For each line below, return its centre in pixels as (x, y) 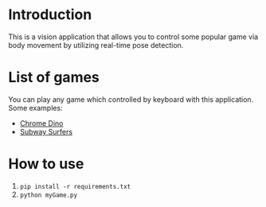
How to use (46, 164)
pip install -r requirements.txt (75, 186)
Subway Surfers (46, 131)
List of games (54, 78)
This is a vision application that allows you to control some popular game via (133, 37)
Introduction (50, 15)
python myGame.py (49, 195)
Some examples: (35, 107)
